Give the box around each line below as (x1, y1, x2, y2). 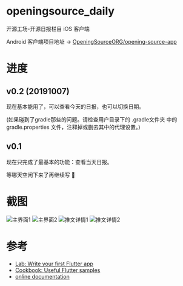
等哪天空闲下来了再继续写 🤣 (6, 171, 76, 179)
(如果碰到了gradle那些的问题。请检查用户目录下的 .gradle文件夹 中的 (6, 115, 178, 123)
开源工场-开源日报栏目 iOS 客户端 (6, 25, 90, 32)
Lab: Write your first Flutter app (15, 260, 94, 267)
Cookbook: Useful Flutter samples (15, 266, 101, 274)
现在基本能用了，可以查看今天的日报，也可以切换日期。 (6, 103, 144, 110)
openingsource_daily (6, 4, 115, 18)
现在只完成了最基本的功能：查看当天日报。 (6, 158, 113, 165)
